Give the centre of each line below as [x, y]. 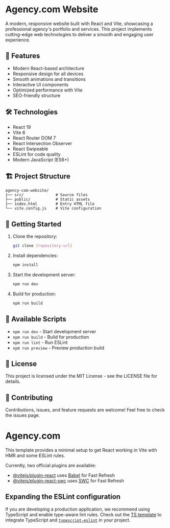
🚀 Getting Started [33, 224]
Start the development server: [44, 274]
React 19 [22, 127]
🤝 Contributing [29, 397]
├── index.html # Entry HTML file [50, 204]
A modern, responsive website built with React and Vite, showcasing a [79, 24]
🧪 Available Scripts [36, 319]
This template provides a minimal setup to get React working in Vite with [81, 450]
